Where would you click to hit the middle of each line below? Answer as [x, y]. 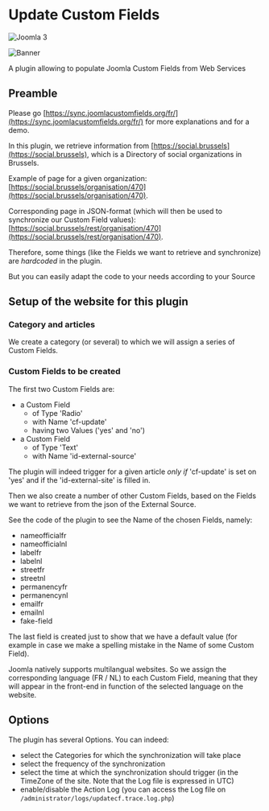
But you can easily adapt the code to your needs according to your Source [132, 276]
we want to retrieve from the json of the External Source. [102, 504]
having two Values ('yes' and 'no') [89, 430]
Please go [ [27, 113]
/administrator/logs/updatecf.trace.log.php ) [97, 797]
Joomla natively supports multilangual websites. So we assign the [118, 669]
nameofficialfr [43, 535]
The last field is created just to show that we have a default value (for [123, 636]
